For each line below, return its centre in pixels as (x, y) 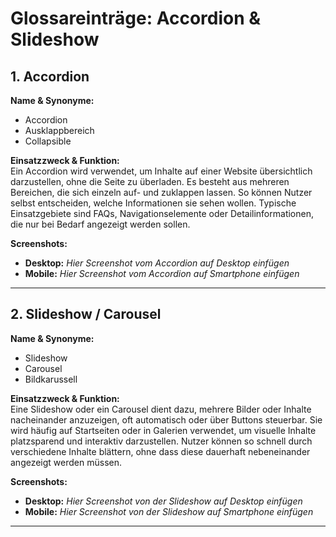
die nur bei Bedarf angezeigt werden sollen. (100, 224)
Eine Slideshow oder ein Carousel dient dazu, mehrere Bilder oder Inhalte (161, 409)
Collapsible (48, 141)
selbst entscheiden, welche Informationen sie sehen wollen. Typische (153, 203)
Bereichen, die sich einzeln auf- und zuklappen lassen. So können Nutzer (161, 192)
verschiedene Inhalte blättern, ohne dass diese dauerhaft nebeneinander (160, 451)
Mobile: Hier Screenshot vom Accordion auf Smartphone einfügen (162, 273)
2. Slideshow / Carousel (86, 314)
